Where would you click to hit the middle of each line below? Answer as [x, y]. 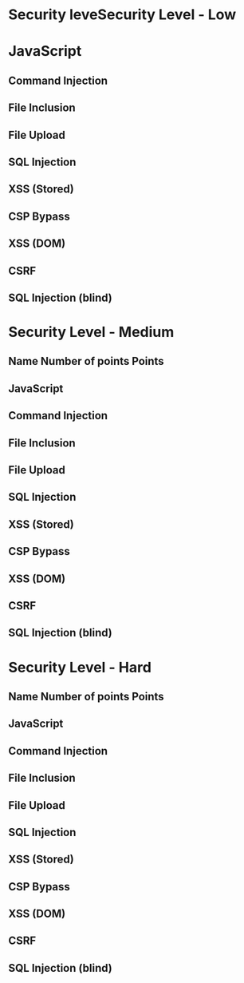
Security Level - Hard [80, 667]
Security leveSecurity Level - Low [122, 15]
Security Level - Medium [91, 332]
